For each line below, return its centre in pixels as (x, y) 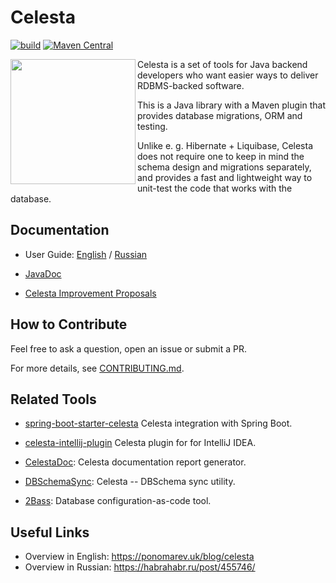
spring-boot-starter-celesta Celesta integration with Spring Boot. (158, 423)
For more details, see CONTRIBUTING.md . (97, 368)
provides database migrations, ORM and (220, 115)
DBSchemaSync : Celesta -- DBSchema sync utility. (130, 482)
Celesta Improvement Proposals (90, 293)
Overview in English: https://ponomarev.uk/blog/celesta (139, 557)
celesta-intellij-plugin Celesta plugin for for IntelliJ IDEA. (140, 443)
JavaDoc (43, 273)
